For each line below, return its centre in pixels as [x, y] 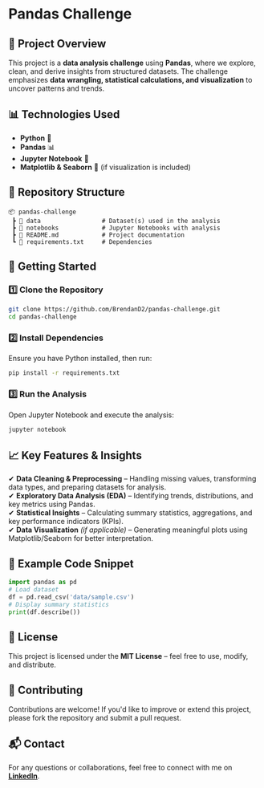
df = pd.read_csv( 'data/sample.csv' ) [71, 597]
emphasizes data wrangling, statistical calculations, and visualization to [130, 80]
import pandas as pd [43, 583]
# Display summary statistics [59, 604]
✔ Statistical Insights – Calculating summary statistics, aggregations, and [130, 513]
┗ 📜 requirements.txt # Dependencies [82, 242]
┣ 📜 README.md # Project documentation [98, 235]
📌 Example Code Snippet [71, 564]
